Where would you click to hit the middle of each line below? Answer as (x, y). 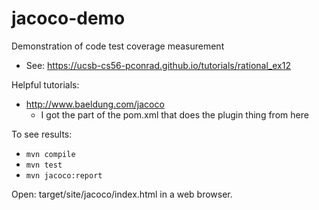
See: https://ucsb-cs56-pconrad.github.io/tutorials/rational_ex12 (158, 65)
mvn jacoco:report (64, 175)
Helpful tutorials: (45, 84)
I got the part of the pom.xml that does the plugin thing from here (174, 114)
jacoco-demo (68, 18)
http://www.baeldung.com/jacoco (95, 104)
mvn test (44, 165)
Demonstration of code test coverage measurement (118, 46)
